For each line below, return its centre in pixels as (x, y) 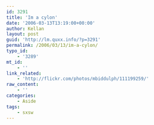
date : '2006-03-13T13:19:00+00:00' (51, 23)
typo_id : (17, 51)
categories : (21, 96)
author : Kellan (25, 29)
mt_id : (14, 62)
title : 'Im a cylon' (32, 17)
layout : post (23, 34)
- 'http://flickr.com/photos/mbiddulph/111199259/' (83, 79)
